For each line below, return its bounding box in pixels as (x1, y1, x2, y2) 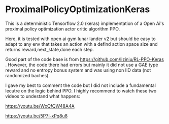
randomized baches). (5, 72, 50, 78)
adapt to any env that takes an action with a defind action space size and (5, 41, 158, 47)
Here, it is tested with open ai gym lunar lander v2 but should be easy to (5, 36, 156, 42)
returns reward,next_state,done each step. (5, 46, 94, 52)
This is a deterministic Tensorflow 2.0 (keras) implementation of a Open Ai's (5, 20, 164, 26)
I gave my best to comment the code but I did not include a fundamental (5, 82, 156, 88)
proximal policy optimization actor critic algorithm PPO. (5, 25, 120, 32)
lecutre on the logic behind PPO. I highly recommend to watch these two (5, 87, 157, 94)
